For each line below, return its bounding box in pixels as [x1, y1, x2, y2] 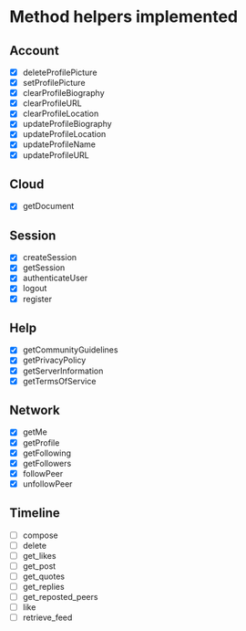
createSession [22, 252, 77, 263]
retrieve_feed [22, 612, 73, 623]
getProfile [22, 436, 60, 448]
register [22, 293, 53, 304]
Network [9, 403, 61, 418]
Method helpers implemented [9, 6, 239, 27]
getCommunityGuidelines [22, 344, 118, 355]
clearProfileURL [22, 98, 82, 109]
